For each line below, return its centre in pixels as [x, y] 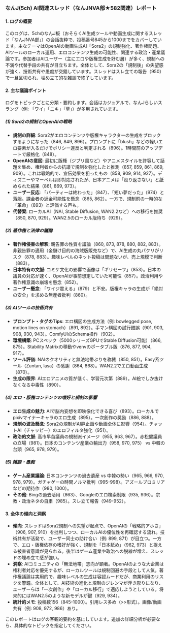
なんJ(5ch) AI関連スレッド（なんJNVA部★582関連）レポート [81, 8]
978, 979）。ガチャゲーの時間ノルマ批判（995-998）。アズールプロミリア [89, 482]
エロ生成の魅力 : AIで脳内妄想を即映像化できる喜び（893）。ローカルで [86, 411]
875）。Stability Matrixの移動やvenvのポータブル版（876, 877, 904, [82, 347]
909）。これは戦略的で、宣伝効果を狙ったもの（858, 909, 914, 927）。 [85, 173]
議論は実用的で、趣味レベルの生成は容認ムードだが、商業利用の [88, 577]
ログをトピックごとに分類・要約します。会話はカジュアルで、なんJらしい [82, 103]
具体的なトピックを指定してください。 [54, 625]
